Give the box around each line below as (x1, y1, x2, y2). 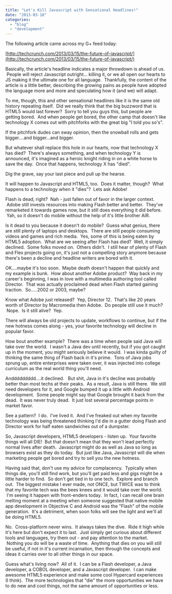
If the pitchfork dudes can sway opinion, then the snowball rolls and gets (5, 129, 159, 136)
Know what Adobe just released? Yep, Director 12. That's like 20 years (5, 296, 156, 303)
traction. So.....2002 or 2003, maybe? (5, 287, 86, 293)
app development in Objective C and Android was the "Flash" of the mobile (5, 503, 164, 510)
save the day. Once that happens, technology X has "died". (5, 161, 131, 167)
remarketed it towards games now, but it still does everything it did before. (5, 207, 162, 213)
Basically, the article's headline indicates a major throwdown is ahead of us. (5, 66, 165, 72)
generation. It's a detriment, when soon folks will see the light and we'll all (5, 508, 162, 515)
